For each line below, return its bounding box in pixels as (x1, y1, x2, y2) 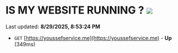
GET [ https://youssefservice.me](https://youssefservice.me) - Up (14, 34, 172, 41)
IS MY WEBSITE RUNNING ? (5, 4, 145, 17)
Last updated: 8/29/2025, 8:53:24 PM (5, 23, 100, 30)
